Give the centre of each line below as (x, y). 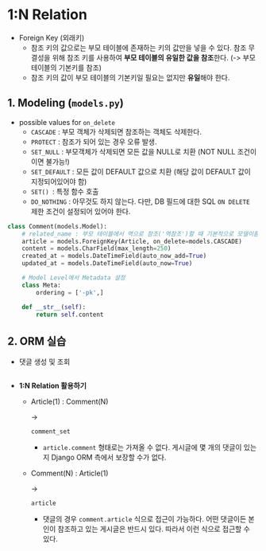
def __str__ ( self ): (54, 307)
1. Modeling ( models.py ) (66, 103)
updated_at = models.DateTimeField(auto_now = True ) (107, 264)
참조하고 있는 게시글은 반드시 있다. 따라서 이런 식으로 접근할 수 (154, 529)
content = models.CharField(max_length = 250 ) (96, 248)
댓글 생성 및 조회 (44, 362)
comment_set (50, 432)
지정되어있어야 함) (59, 182)
